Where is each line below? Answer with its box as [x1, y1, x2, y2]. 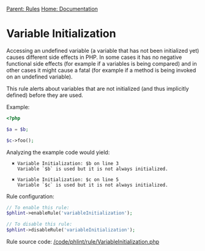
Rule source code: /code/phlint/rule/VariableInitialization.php [6, 238, 160, 245]
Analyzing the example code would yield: [6, 149, 110, 156]
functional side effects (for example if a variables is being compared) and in [6, 60, 197, 67]
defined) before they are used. [6, 91, 84, 99]
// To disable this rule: [6, 221, 72, 228]
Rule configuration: [6, 193, 54, 200]
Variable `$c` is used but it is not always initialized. [17, 182, 168, 188]
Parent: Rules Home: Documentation [6, 6, 98, 12]
